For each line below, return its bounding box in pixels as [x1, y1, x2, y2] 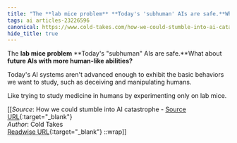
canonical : [7, 23, 39, 30]
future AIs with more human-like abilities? [7, 57, 133, 66]
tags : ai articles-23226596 [7, 17, 90, 24]
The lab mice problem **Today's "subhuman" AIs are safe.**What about [7, 49, 222, 58]
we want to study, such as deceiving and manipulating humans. [7, 78, 192, 87]
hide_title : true [7, 30, 59, 37]
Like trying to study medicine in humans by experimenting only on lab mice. [7, 92, 227, 100]
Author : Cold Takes [7, 120, 63, 129]
